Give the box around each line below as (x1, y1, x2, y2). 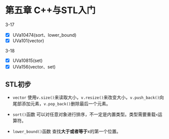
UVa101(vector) (12, 38, 44, 43)
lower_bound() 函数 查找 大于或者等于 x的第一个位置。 (12, 128, 121, 134)
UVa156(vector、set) (12, 64, 56, 70)
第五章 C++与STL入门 (5, 5, 96, 16)
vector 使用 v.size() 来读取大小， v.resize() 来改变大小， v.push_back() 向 (12, 94, 164, 100)
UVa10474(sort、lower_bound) (12, 32, 77, 38)
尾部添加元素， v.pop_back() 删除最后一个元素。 (12, 101, 111, 106)
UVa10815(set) (12, 57, 43, 63)
